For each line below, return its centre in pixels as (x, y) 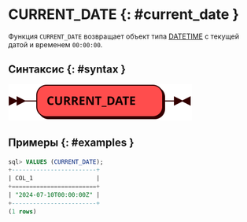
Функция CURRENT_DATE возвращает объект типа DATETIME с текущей (124, 36)
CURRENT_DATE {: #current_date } (124, 15)
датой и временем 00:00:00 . (55, 44)
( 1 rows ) (22, 211)
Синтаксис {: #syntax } (67, 70)
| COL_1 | (54, 179)
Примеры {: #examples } (71, 143)
